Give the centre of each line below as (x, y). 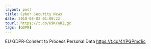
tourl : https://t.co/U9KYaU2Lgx (38, 23)
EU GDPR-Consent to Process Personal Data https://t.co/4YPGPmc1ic (75, 41)
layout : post (18, 9)
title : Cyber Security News (34, 14)
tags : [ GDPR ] (18, 28)
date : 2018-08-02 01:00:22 (33, 18)
